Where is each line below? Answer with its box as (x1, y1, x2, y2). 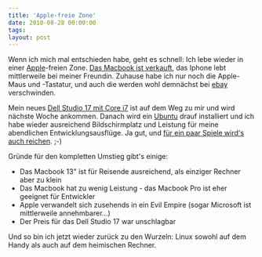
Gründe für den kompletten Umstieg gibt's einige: (8, 152, 169, 161)
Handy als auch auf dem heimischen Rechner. (8, 241, 157, 250)
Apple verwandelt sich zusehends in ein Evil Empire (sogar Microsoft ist (19, 201, 252, 210)
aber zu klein (19, 176, 62, 185)
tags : (8, 26, 26, 34)
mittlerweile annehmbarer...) (19, 208, 111, 218)
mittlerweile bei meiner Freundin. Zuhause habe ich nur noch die (8, 71, 217, 81)
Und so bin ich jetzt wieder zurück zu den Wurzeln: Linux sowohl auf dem (8, 232, 247, 241)
